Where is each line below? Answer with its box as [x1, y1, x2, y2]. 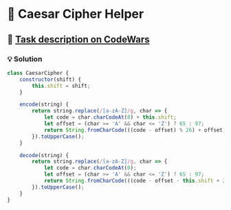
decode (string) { [19, 152, 69, 159]
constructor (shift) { [19, 75, 81, 83]
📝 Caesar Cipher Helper [7, 6, 144, 22]
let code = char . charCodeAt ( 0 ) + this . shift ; [43, 114, 177, 121]
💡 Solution [7, 54, 43, 64]
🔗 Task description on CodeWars [7, 34, 150, 45]
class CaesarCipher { [7, 69, 69, 76]
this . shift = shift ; [32, 82, 91, 89]
